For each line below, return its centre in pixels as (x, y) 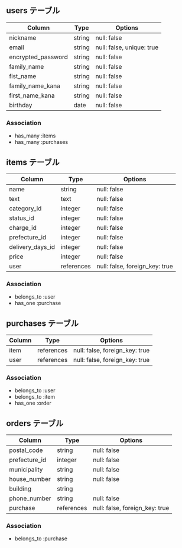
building (20, 489)
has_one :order (33, 403)
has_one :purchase (38, 303)
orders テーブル (35, 423)
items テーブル (33, 162)
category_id (25, 208)
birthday (21, 105)
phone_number (30, 498)
